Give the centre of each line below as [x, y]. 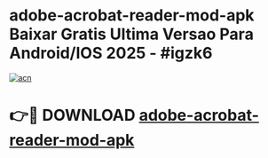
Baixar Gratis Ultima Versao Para [132, 34]
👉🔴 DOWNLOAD [72, 115]
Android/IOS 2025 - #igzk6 [111, 53]
